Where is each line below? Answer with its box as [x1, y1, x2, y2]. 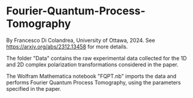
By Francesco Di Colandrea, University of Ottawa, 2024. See [6, 36, 155, 44]
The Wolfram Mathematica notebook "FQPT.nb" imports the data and [6, 72, 177, 79]
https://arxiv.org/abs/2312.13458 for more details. [6, 43, 128, 50]
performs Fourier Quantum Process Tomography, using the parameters [6, 79, 181, 86]
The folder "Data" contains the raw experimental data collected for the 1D [6, 54, 187, 62]
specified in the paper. [6, 85, 62, 92]
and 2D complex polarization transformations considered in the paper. [6, 61, 179, 68]
